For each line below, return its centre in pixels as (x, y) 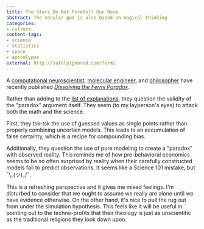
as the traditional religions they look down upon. (66, 219)
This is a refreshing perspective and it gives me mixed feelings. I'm (90, 187)
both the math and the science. (45, 111)
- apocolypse (23, 57)
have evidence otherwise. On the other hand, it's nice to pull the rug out (97, 200)
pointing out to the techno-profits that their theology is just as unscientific (99, 213)
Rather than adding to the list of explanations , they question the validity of (99, 99)
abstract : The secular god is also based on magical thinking (87, 18)
